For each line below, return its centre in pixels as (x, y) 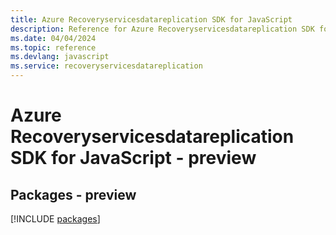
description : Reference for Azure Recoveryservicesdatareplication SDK (162, 29)
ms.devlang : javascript (60, 57)
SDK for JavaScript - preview (133, 158)
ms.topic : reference (53, 47)
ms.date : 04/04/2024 (53, 38)
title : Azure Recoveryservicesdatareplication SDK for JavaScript (151, 19)
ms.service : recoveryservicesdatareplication (106, 66)
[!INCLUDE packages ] (55, 219)
